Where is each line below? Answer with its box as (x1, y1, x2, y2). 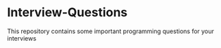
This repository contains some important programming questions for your (7, 27, 214, 35)
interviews (7, 34, 36, 42)
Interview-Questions (7, 5, 128, 20)
